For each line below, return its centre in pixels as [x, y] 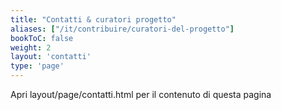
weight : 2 [31, 47]
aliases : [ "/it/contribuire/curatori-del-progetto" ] [122, 29]
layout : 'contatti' [51, 57]
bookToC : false [42, 38]
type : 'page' [37, 66]
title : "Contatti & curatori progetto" [93, 19]
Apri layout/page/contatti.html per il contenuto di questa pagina [141, 94]
